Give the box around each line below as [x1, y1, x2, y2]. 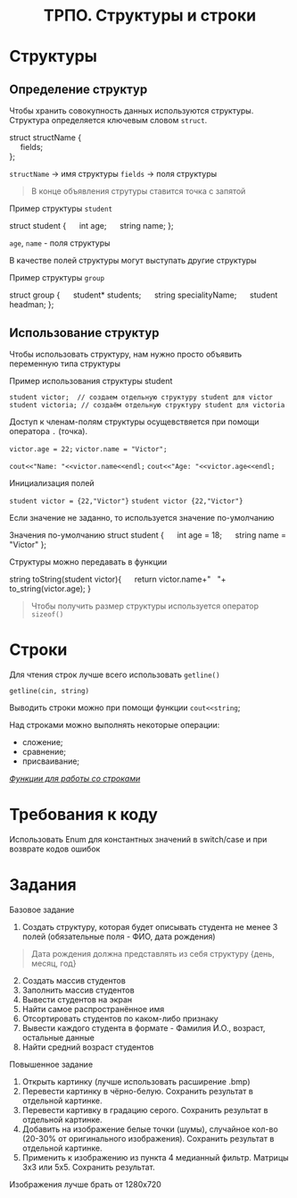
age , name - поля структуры [9, 238, 111, 248]
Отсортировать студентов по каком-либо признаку [21, 1013, 219, 1024]
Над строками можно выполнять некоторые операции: [9, 719, 220, 730]
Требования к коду [9, 805, 159, 825]
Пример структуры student [9, 203, 113, 214]
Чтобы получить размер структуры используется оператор [30, 600, 259, 611]
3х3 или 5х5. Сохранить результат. [21, 1161, 155, 1172]
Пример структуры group [9, 272, 105, 283]
